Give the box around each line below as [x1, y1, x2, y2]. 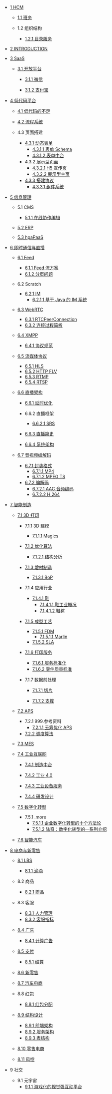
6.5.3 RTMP [24, 374, 49, 379]
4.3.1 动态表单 [24, 140, 53, 146]
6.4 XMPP [17, 332, 38, 338]
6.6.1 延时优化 [24, 400, 53, 406]
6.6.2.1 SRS [32, 420, 55, 426]
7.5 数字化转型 [17, 804, 46, 810]
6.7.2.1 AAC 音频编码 [32, 486, 74, 491]
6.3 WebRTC [17, 307, 43, 313]
